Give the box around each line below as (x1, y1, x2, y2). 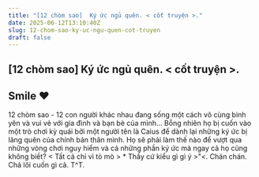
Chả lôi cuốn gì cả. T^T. (8, 160, 85, 170)
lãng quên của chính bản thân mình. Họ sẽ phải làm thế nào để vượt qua (8, 135, 242, 145)
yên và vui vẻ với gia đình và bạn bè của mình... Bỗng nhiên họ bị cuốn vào (8, 119, 252, 128)
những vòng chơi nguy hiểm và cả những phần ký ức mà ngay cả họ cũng (8, 143, 248, 153)
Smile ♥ (8, 90, 50, 103)
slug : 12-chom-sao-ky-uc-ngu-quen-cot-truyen (8, 26, 160, 34)
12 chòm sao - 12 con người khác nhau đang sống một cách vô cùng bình (8, 110, 246, 120)
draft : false (8, 33, 51, 42)
